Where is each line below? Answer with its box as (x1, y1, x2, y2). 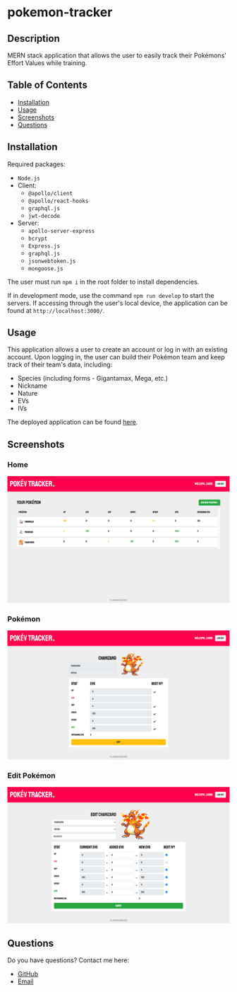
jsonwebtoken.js (28, 258, 76, 265)
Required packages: (7, 160, 66, 168)
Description (7, 33, 60, 45)
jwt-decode (28, 212, 61, 219)
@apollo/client (28, 190, 73, 197)
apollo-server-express (28, 227, 95, 234)
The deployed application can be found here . (7, 418, 138, 427)
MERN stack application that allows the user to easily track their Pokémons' (7, 51, 227, 59)
